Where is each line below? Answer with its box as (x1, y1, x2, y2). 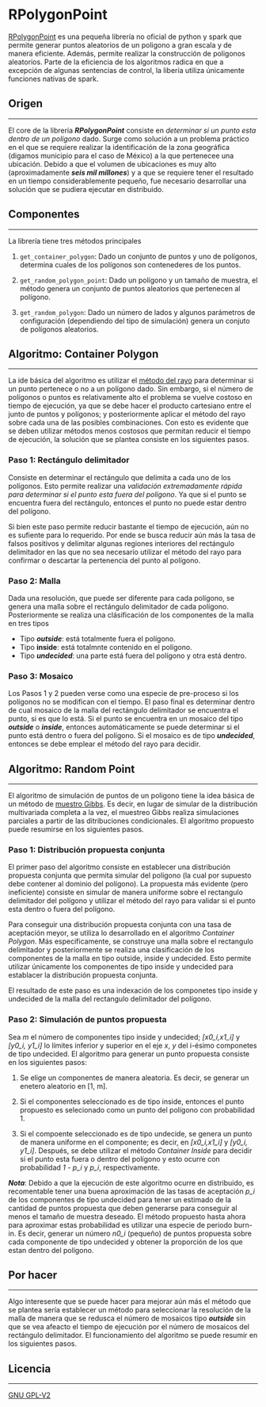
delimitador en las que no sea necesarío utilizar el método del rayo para (8, 547, 241, 556)
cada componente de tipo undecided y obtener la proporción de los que (8, 1236, 243, 1247)
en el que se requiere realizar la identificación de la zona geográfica (8, 142, 230, 152)
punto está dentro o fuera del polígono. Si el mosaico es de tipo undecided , (8, 731, 256, 740)
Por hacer (8, 1268, 58, 1282)
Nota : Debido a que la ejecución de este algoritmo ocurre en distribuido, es (8, 1178, 255, 1187)
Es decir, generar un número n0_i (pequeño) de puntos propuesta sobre (17, 1228, 252, 1238)
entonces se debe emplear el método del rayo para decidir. (8, 740, 201, 749)
